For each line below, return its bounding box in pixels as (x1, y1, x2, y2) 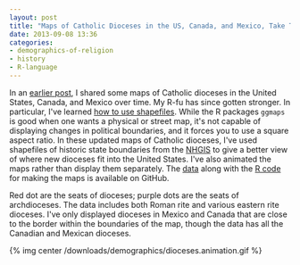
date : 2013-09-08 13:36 (9, 29, 98, 38)
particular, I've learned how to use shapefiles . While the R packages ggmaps (9, 106, 286, 117)
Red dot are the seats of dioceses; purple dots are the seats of (9, 189, 239, 201)
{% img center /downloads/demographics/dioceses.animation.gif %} (9, 244, 262, 255)
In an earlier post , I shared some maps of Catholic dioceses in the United (9, 87, 277, 98)
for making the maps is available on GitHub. (9, 172, 170, 183)
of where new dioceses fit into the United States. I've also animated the (9, 153, 272, 164)
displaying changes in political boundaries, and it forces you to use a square (9, 125, 289, 136)
